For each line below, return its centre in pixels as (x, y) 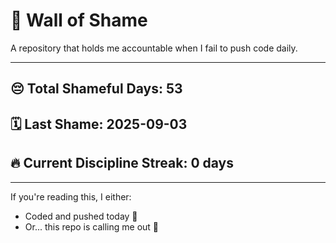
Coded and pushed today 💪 (81, 216)
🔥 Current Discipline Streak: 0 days (122, 163)
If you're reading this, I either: (71, 196)
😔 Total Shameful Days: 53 (96, 89)
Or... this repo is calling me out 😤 (92, 226)
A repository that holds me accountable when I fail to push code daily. (154, 48)
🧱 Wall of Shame (79, 20)
